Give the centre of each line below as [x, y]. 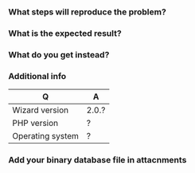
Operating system [46, 136]
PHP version [35, 124]
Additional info [37, 76]
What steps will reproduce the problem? [88, 12]
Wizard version [41, 110]
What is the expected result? [65, 33]
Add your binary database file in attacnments [97, 159]
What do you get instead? [59, 54]
